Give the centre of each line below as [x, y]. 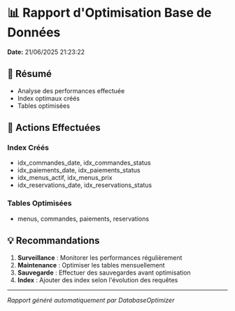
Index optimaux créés [49, 98]
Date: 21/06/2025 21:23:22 [46, 52]
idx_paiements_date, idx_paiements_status [79, 170]
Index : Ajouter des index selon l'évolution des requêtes [98, 279]
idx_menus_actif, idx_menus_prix [65, 178]
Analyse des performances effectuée [71, 90]
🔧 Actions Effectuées [54, 128]
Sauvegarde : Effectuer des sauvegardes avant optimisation [104, 272]
